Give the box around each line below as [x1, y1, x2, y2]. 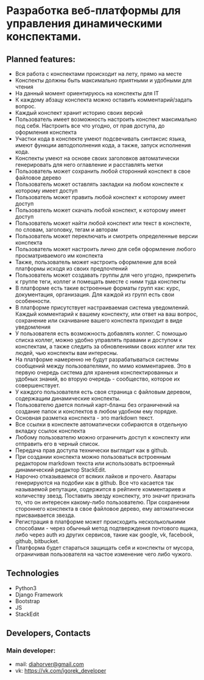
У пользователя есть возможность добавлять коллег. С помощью [15, 330, 188, 337]
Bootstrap [15, 597, 40, 605]
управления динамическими [6, 16, 163, 31]
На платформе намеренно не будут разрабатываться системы [15, 356, 179, 363]
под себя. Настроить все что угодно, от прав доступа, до [15, 122, 165, 129]
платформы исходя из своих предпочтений [15, 265, 128, 272]
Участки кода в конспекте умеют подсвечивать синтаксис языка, [15, 135, 187, 142]
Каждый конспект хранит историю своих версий [15, 109, 143, 116]
